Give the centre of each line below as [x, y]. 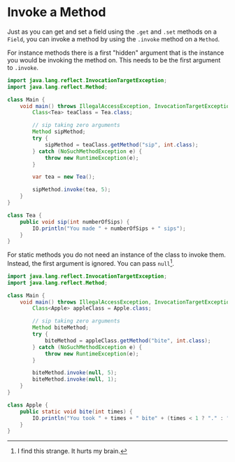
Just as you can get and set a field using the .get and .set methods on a [112, 32]
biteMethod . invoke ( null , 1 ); [75, 379]
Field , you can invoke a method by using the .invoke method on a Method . [114, 39]
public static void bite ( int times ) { [76, 412]
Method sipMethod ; [59, 132]
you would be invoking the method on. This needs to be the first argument [114, 60]
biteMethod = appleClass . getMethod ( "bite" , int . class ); [128, 341]
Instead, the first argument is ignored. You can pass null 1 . [91, 263]
